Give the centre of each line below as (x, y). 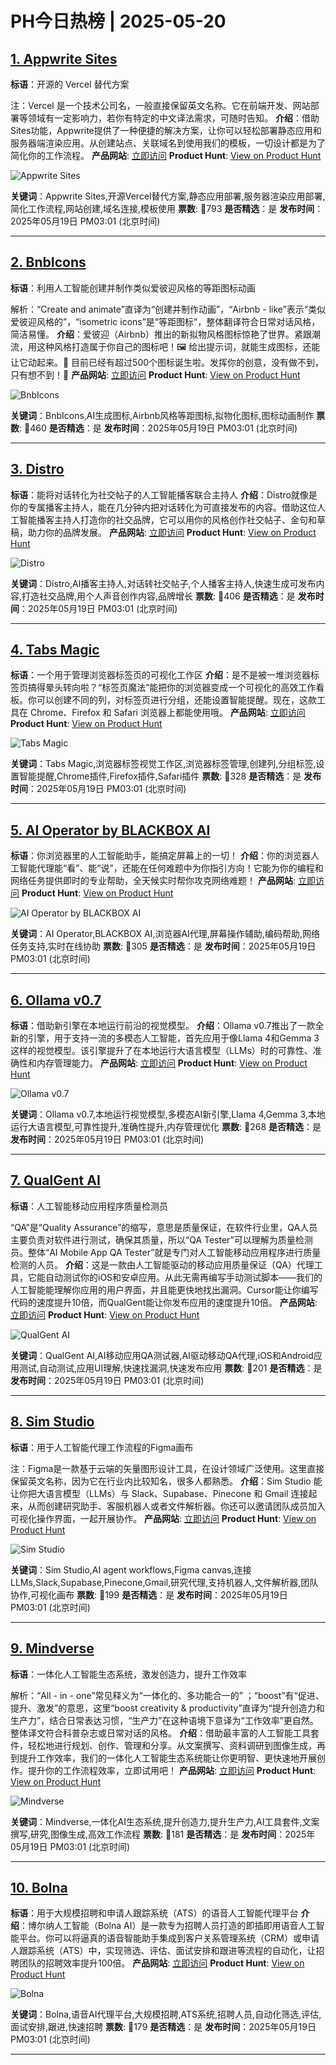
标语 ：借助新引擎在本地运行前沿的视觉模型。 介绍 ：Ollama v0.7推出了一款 (163, 1026)
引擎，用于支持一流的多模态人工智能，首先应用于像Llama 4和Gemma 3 (173, 1038)
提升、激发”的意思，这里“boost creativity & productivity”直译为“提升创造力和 (167, 1708)
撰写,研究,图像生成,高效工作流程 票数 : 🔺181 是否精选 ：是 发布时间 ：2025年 (163, 1834)
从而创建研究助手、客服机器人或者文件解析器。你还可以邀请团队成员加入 (176, 1506)
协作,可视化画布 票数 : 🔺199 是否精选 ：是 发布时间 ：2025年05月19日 (149, 1594)
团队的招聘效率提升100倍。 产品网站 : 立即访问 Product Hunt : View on (161, 1963)
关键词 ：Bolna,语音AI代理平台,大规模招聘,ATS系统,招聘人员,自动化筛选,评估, (166, 2014)
